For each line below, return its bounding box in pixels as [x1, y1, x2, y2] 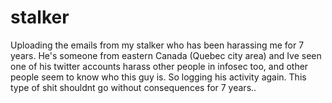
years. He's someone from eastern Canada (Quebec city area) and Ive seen [10, 49, 322, 61]
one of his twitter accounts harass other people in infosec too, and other [10, 60, 309, 72]
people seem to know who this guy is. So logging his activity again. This [10, 71, 307, 83]
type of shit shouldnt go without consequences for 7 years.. [10, 81, 257, 93]
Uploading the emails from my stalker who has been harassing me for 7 [10, 39, 305, 51]
